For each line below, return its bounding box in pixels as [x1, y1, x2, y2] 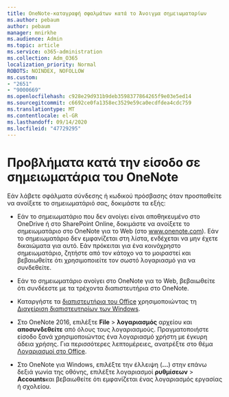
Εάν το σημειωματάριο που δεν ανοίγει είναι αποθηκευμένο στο [16, 212, 200, 220]
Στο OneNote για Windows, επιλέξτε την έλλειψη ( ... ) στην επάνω [16, 361, 207, 369]
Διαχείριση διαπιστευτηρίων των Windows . [16, 305, 141, 313]
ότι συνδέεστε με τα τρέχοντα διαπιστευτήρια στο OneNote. [16, 284, 190, 293]
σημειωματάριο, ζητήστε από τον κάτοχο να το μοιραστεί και [16, 249, 191, 258]
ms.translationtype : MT [7, 106, 75, 113]
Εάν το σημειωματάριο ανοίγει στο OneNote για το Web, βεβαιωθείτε [16, 277, 216, 285]
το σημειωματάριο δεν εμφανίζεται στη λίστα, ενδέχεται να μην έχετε [16, 234, 218, 242]
